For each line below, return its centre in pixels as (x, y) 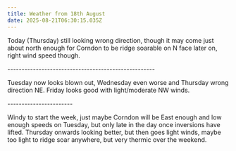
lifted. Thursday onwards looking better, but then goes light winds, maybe (114, 132)
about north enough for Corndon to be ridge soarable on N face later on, (112, 48)
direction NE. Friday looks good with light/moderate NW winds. (99, 90)
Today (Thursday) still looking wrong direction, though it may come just (111, 40)
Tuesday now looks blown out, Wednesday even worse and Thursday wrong (118, 82)
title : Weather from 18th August (56, 14)
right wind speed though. (44, 55)
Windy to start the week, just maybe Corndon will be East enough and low (114, 117)
